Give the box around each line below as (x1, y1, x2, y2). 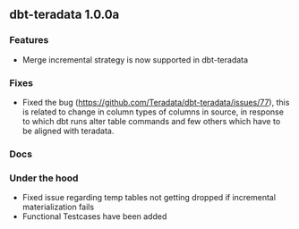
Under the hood (9, 172, 79, 184)
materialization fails (21, 201, 95, 213)
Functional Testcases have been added (21, 211, 167, 222)
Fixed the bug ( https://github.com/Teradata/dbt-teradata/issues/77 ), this (21, 97, 290, 107)
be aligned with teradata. (21, 125, 115, 136)
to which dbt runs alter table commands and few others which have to (21, 115, 281, 126)
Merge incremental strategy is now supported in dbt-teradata (21, 54, 249, 65)
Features (9, 34, 49, 47)
